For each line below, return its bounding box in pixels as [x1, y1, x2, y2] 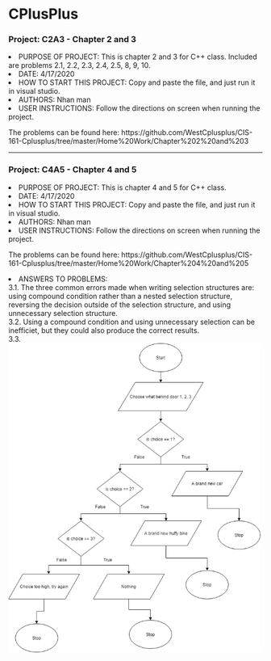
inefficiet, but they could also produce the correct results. [8, 325, 200, 335]
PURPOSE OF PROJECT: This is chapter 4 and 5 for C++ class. [19, 183, 227, 192]
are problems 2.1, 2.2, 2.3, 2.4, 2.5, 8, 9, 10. [8, 61, 151, 70]
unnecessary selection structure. [8, 308, 119, 318]
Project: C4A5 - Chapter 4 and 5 [8, 164, 137, 175]
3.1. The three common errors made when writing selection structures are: [8, 282, 255, 292]
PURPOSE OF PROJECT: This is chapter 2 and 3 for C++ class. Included [19, 52, 258, 61]
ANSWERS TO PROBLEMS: [19, 274, 108, 284]
